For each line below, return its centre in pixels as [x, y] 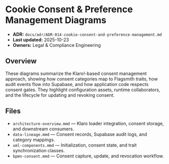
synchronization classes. [39, 150]
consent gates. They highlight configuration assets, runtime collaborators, [83, 90]
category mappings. [34, 140]
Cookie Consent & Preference [69, 9]
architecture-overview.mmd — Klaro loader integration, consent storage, [88, 123]
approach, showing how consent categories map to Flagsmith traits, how [81, 79]
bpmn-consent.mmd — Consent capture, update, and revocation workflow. [88, 156]
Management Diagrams [56, 20]
